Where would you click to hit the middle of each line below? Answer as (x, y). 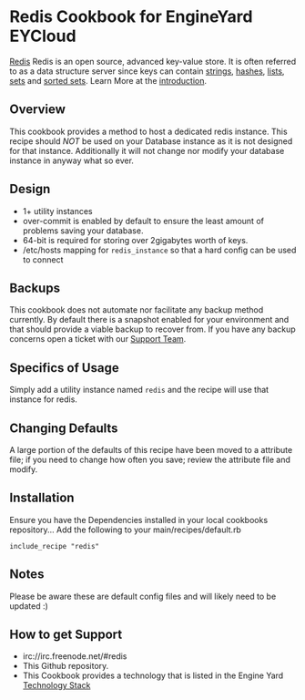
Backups (35, 288)
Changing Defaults (64, 428)
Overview (38, 110)
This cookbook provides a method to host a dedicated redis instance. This (149, 131)
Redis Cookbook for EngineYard (131, 17)
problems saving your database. (83, 231)
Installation (42, 498)
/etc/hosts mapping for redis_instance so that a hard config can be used (159, 250)
